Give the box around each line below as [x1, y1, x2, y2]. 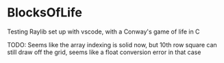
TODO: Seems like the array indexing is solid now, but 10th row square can [7, 40, 217, 49]
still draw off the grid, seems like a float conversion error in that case [7, 48, 201, 56]
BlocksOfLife [7, 5, 83, 21]
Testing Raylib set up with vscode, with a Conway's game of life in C [7, 27, 200, 36]
